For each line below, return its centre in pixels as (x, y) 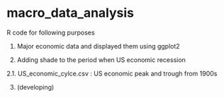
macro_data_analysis (71, 13)
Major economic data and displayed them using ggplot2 (98, 46)
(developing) (35, 87)
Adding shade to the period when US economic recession (101, 60)
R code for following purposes (51, 32)
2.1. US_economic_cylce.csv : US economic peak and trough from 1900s (112, 73)
